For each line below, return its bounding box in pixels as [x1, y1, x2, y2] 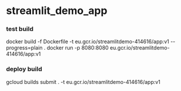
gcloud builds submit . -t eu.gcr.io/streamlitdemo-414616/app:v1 [6, 78, 161, 85]
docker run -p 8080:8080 [46, 44, 109, 51]
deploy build [6, 65, 42, 73]
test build [6, 25, 34, 33]
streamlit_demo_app [6, 4, 108, 17]
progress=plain [6, 44, 43, 51]
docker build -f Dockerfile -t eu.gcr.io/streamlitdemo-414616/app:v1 [6, 38, 169, 45]
